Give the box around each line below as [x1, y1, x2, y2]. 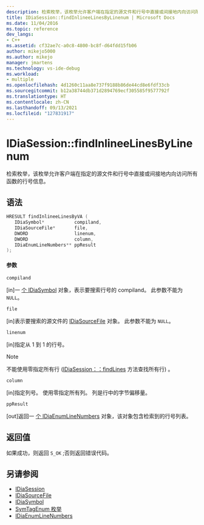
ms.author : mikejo [6, 54, 53, 60]
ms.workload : [6, 71, 39, 77]
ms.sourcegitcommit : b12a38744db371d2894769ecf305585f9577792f [6, 88, 170, 94]
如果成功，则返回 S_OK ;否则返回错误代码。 [6, 449, 112, 456]
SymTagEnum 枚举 [15, 506, 62, 513]
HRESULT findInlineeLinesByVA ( [6, 213, 88, 220]
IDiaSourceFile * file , [14, 225, 88, 231]
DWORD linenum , [14, 230, 97, 236]
